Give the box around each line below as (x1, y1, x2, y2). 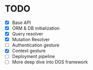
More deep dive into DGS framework (12, 59, 88, 65)
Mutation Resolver (12, 36, 50, 42)
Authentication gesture (12, 42, 60, 48)
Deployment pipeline (12, 53, 55, 59)
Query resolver (12, 31, 43, 37)
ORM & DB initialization (12, 25, 60, 31)
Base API (12, 19, 31, 25)
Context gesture (12, 48, 46, 54)
